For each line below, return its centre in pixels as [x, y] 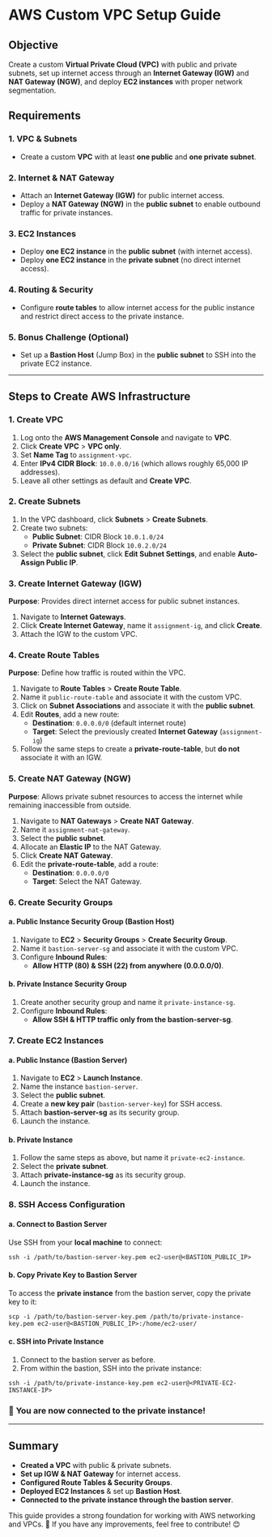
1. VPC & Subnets [43, 139]
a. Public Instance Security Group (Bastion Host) [91, 922]
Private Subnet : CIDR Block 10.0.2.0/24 [100, 545]
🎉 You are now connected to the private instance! [107, 1410]
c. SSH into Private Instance [56, 1341]
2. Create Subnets [45, 501]
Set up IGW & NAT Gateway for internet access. [100, 1474]
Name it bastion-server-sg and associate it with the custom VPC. [129, 948]
